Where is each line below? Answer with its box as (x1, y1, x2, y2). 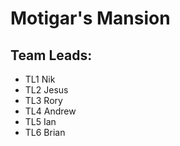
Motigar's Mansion (10, 7, 171, 30)
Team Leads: (10, 47, 93, 64)
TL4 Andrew (24, 105, 77, 117)
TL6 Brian (24, 127, 66, 138)
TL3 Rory (24, 95, 63, 106)
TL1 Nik (24, 73, 56, 85)
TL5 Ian (24, 116, 57, 127)
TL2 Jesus (24, 84, 69, 96)
